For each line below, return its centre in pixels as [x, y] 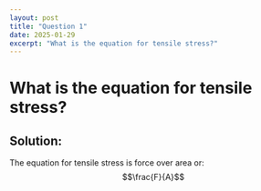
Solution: [36, 141]
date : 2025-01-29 [42, 35]
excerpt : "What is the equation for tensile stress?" [114, 43]
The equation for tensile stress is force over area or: [107, 163]
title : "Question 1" [49, 26]
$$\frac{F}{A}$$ [153, 177]
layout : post [34, 18]
